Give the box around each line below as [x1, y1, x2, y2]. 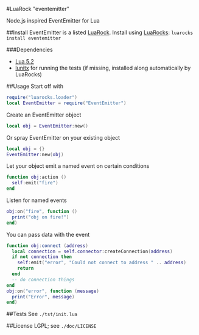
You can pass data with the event [6, 231, 90, 238]
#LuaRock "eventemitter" [6, 5, 70, 12]
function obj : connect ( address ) [6, 242, 88, 249]
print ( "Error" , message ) [12, 294, 75, 300]
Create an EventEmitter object [6, 111, 82, 118]
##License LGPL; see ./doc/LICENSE [6, 322, 97, 330]
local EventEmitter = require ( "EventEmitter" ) [6, 100, 127, 106]
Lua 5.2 [15, 58, 35, 65]
